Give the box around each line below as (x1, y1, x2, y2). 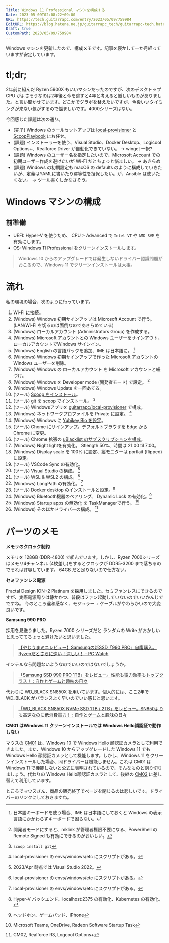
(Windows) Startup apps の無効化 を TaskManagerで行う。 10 (13, 499, 140, 506)
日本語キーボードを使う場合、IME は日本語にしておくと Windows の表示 (13, 810, 162, 816)
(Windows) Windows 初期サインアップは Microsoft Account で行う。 (13, 316, 155, 322)
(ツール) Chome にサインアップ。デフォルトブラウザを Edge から (13, 423, 148, 430)
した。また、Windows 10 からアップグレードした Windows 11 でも (14, 746, 151, 752)
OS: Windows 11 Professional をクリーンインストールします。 (13, 245, 139, 251)
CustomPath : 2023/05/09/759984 (6, 31, 71, 36)
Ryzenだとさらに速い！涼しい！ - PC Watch (18, 651, 109, 657)
